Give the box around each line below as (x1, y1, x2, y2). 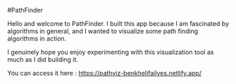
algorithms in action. (7, 34, 67, 43)
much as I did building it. (7, 55, 79, 64)
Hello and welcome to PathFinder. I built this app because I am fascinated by (7, 20, 230, 27)
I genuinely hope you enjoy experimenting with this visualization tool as (7, 48, 214, 56)
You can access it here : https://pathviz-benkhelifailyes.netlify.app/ (7, 69, 202, 77)
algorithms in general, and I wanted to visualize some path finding (7, 27, 199, 35)
